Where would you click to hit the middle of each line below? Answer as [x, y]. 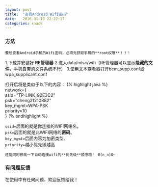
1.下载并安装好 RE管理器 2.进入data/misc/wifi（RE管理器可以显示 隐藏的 [77, 62]
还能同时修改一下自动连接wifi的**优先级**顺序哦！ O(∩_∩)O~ [60, 155]
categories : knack [24, 23]
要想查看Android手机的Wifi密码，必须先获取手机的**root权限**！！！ [68, 53]
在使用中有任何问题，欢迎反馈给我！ [42, 179]
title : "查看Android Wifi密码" [37, 14]
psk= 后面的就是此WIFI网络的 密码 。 [40, 132]
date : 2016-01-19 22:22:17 [35, 19]
